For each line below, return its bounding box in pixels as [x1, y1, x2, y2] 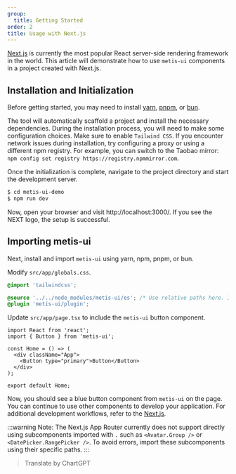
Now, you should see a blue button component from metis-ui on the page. [7, 395, 223, 403]
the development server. [7, 175, 78, 183]
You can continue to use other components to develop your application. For [7, 402, 226, 411]
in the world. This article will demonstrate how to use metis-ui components [7, 57, 225, 65]
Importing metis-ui [7, 236, 91, 248]
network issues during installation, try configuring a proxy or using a [7, 139, 205, 147]
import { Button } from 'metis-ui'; [7, 333, 114, 341]
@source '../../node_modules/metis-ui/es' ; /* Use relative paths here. [7, 294, 225, 301]
